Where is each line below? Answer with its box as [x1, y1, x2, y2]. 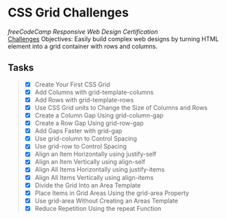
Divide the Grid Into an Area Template [34, 181, 141, 189]
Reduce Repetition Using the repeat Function [34, 204, 162, 212]
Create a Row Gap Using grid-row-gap [34, 119, 144, 128]
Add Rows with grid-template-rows [34, 95, 134, 104]
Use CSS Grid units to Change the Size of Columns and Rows [34, 103, 208, 111]
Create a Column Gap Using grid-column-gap [34, 111, 164, 119]
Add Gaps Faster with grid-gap [34, 127, 123, 135]
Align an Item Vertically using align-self [34, 158, 146, 166]
